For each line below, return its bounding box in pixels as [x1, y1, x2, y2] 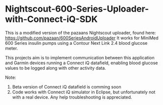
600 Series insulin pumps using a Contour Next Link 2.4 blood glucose [5, 40, 148, 46]
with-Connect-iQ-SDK [5, 14, 98, 25]
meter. [5, 45, 18, 51]
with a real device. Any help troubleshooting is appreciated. [12, 94, 132, 100]
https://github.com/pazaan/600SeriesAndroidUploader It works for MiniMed [5, 35, 159, 41]
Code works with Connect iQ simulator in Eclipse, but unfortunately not [12, 89, 156, 95]
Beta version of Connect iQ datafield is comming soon [12, 84, 121, 89]
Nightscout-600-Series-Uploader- [5, 3, 149, 15]
